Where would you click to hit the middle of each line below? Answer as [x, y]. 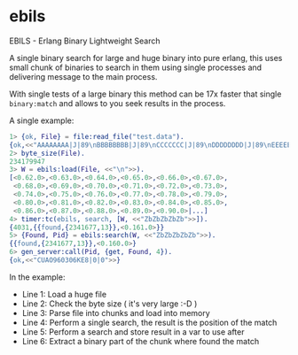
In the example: [37, 277]
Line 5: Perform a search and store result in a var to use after [133, 332]
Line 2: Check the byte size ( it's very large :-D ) [110, 304]
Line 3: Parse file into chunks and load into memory [116, 313]
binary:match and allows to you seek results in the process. [118, 103]
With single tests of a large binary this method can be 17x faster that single [145, 94]
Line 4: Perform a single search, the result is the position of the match [149, 322]
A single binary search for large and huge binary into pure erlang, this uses [146, 58]
